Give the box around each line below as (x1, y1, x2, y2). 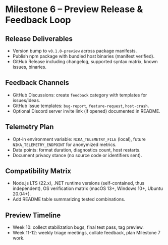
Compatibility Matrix (5, 167, 72, 175)
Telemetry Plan (5, 123, 54, 131)
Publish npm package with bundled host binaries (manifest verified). (12, 53, 155, 59)
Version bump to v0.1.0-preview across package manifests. (12, 48, 137, 54)
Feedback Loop (5, 14, 71, 26)
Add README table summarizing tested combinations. (12, 196, 125, 203)
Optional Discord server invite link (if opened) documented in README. (12, 108, 160, 114)
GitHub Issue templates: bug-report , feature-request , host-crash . (12, 103, 149, 109)
